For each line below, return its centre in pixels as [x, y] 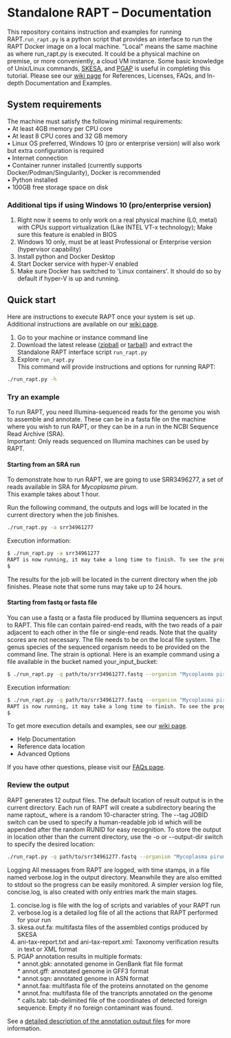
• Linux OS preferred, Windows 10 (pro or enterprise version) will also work [114, 143]
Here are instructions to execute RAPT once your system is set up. [101, 316]
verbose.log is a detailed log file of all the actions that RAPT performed [118, 912]
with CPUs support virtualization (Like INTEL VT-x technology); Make [115, 227]
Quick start [32, 300]
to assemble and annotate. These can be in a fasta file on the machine [107, 419]
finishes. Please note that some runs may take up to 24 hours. [95, 586]
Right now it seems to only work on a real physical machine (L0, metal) [117, 220]
